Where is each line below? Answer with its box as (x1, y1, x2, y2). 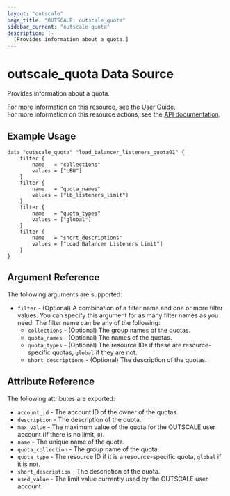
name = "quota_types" (32, 210, 101, 217)
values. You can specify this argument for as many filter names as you (17, 311, 219, 320)
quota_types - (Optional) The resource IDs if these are (27, 340, 182, 349)
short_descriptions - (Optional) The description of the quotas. (27, 355, 207, 363)
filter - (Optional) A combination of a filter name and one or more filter (17, 303, 223, 312)
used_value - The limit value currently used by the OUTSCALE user (17, 474, 208, 483)
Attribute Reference (7, 376, 95, 388)
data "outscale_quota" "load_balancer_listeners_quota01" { (7, 149, 186, 156)
